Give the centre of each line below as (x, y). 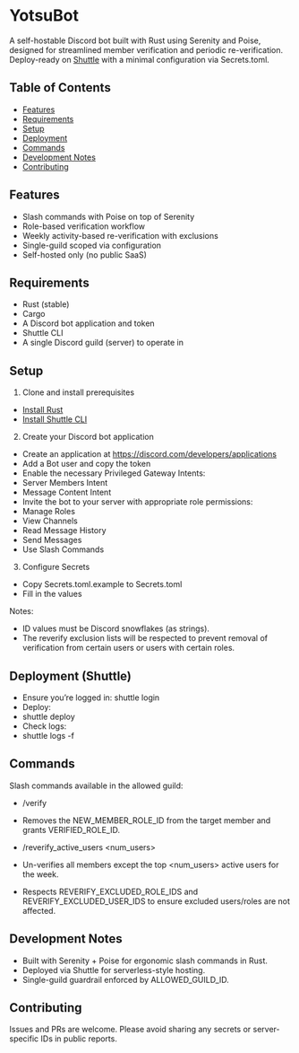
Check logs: (44, 726)
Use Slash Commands (63, 549)
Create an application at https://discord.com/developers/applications (149, 454)
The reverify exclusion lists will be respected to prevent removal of (145, 638)
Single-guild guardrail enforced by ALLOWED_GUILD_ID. (126, 979)
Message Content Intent (67, 492)
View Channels (50, 521)
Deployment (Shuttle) (71, 676)
